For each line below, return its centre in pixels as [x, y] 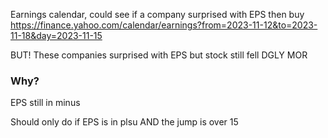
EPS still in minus [45, 103]
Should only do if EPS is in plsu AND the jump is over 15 [124, 122]
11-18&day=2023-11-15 [56, 35]
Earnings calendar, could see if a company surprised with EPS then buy [157, 14]
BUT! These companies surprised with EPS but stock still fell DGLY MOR [159, 55]
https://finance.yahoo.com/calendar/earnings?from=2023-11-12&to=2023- [164, 25]
